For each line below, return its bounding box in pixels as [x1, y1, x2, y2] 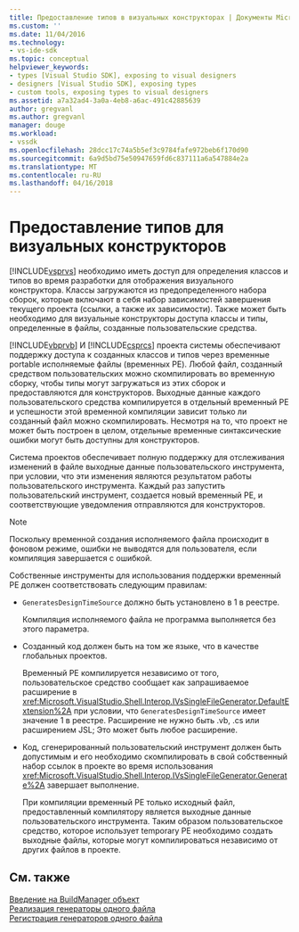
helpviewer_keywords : [9, 63, 90, 72]
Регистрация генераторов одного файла [9, 912, 163, 923]
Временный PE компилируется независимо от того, [21, 668, 220, 679]
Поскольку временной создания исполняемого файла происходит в [9, 534, 270, 545]
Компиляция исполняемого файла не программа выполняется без [21, 614, 276, 625]
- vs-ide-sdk [9, 46, 58, 55]
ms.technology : [9, 37, 66, 47]
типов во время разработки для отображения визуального [9, 276, 234, 286]
